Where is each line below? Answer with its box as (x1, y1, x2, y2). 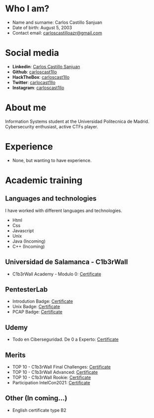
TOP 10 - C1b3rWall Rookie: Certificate (12, 374, 91, 380)
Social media (5, 48, 59, 58)
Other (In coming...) (5, 394, 68, 403)
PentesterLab (5, 285, 48, 294)
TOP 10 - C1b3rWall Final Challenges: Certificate (12, 364, 111, 369)
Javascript (12, 227, 34, 233)
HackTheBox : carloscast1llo (12, 74, 70, 80)
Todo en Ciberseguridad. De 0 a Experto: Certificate (12, 336, 119, 342)
